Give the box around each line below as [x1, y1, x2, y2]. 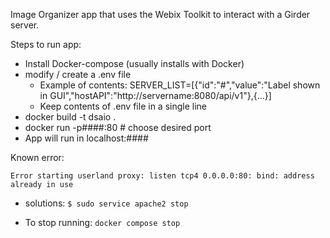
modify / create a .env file [24, 69, 132, 80]
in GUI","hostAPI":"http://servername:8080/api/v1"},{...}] [39, 90, 272, 101]
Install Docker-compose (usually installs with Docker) [24, 58, 245, 69]
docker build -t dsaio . [24, 111, 117, 123]
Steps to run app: [10, 39, 82, 50]
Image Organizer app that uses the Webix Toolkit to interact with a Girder [10, 9, 311, 20]
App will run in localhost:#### [24, 132, 149, 144]
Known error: [10, 152, 65, 163]
